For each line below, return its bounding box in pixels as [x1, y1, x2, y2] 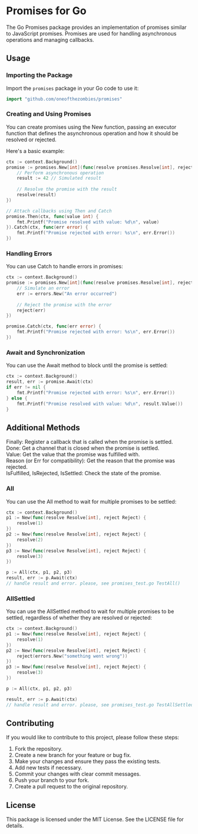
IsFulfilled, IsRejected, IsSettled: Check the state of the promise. [6, 470, 161, 477]
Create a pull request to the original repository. [14, 783, 128, 790]
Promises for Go [6, 4, 87, 18]
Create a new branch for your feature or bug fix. [14, 752, 131, 759]
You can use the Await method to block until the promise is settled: [6, 362, 168, 369]
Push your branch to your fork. [14, 777, 90, 784]
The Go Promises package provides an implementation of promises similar [6, 24, 187, 31]
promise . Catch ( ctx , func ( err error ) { [6, 323, 101, 329]
